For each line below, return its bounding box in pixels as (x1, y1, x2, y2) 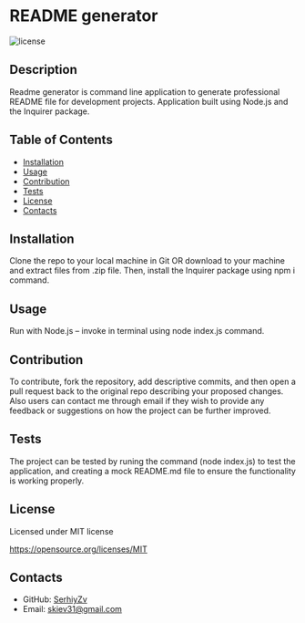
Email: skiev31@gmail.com (22, 604, 123, 615)
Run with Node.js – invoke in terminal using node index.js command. (9, 326, 265, 337)
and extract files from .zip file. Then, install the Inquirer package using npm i (9, 265, 296, 276)
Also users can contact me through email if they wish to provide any (9, 396, 265, 406)
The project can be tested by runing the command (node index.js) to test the (9, 455, 296, 466)
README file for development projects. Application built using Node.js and (9, 96, 289, 107)
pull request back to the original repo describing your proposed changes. (9, 386, 284, 397)
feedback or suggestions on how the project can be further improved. (9, 405, 271, 416)
